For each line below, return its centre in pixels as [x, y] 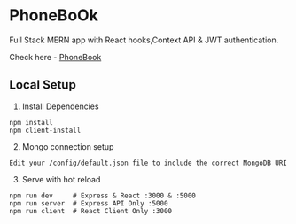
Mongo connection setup [68, 146]
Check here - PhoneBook [55, 57]
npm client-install [45, 130]
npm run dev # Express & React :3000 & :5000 [103, 196]
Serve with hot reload [61, 179]
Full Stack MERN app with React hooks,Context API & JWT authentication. [144, 40]
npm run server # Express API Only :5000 [89, 203]
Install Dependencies [60, 106]
